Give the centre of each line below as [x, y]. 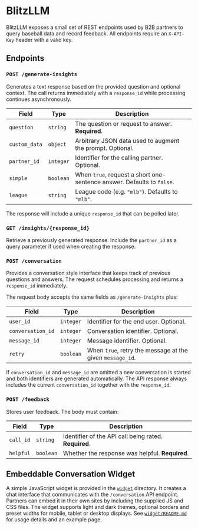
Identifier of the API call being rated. [113, 436]
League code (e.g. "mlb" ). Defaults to [126, 191]
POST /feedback [28, 399]
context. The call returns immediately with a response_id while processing [96, 93]
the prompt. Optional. [104, 148]
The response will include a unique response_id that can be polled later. [93, 213]
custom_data [26, 144]
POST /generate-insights [42, 74]
